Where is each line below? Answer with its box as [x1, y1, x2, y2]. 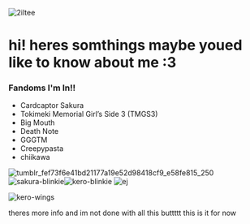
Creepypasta [19, 144, 64, 153]
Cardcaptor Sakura [19, 101, 84, 110]
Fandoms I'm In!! [8, 82, 76, 93]
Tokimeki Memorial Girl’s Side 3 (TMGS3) [19, 110, 158, 119]
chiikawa [19, 153, 50, 162]
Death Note [19, 127, 59, 136]
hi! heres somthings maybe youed [8, 37, 243, 54]
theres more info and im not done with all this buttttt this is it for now [8, 208, 237, 218]
